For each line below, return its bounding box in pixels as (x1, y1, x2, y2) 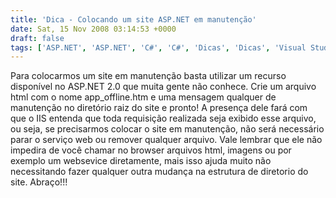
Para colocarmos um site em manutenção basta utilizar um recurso (10, 70, 287, 82)
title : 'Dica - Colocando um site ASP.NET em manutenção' (10, 14, 257, 25)
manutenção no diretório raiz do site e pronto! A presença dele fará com (10, 102, 308, 114)
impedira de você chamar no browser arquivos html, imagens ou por (10, 144, 292, 156)
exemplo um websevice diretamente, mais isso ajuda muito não (10, 155, 272, 167)
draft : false (10, 33, 65, 43)
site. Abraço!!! (10, 176, 68, 188)
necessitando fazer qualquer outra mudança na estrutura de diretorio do (10, 166, 309, 178)
